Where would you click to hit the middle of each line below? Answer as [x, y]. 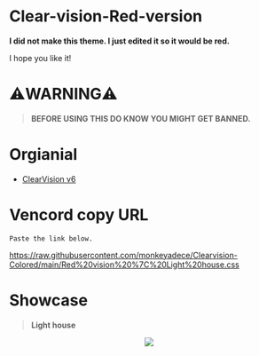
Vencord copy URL [79, 215]
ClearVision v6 [49, 178]
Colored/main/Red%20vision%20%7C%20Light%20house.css [124, 265]
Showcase [49, 300]
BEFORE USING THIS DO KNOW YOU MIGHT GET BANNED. [141, 118]
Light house [53, 325]
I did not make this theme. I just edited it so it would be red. [120, 41]
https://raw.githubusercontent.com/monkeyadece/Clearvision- [123, 255]
